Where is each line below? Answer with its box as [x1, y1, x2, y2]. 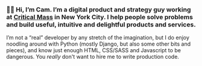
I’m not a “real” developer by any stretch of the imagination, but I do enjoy [6, 34, 190, 41]
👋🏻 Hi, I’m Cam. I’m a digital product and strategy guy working [6, 5, 191, 14]
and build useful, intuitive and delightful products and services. [6, 20, 196, 29]
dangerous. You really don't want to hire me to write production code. [6, 53, 180, 61]
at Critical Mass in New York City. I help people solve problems [6, 13, 193, 21]
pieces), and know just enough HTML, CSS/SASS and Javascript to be [6, 47, 181, 54]
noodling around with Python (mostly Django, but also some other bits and [6, 40, 191, 47]
